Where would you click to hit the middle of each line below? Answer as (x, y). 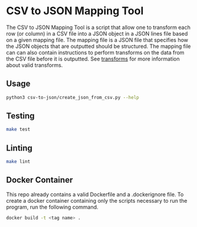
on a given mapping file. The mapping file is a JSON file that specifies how (97, 40)
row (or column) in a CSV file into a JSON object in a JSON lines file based (97, 33)
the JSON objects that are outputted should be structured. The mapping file (99, 46)
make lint (18, 162)
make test (18, 130)
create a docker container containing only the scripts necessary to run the (97, 200)
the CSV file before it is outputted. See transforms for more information (93, 59)
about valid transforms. (35, 65)
